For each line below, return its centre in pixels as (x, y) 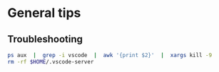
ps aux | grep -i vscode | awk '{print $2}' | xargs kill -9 (110, 55)
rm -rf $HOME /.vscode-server (51, 61)
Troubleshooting (45, 39)
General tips (44, 13)
